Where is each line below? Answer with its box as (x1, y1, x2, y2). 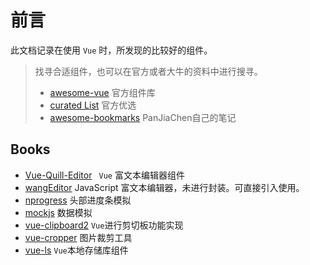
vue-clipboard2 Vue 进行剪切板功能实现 (24, 219, 184, 231)
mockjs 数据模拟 (24, 206, 93, 218)
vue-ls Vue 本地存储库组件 (24, 244, 129, 256)
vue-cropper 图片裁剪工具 (24, 231, 133, 243)
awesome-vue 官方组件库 (49, 86, 156, 98)
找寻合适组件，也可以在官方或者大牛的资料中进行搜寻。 (34, 65, 263, 77)
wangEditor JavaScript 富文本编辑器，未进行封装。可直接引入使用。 (24, 181, 305, 193)
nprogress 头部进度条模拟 (24, 194, 132, 206)
